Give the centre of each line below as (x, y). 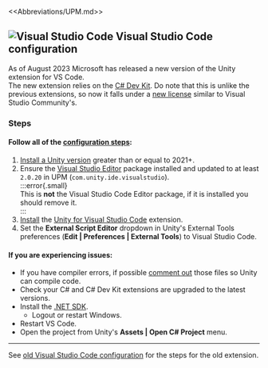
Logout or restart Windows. (77, 315)
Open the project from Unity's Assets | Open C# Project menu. (123, 332)
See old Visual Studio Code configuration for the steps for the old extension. (134, 355)
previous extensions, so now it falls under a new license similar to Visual (127, 94)
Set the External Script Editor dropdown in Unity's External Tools (127, 228)
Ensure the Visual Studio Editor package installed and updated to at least (139, 168)
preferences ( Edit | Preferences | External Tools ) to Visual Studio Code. (138, 236)
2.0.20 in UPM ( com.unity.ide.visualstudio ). (95, 177)
